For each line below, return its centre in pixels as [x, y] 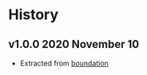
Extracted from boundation [64, 63]
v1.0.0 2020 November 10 [74, 44]
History [34, 15]
